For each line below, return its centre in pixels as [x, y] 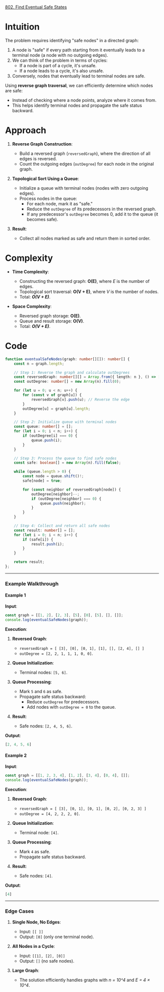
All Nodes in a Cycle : [33, 946]
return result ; [29, 562]
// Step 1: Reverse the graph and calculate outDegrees [72, 372]
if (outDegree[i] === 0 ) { [50, 436]
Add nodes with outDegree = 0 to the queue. [71, 707]
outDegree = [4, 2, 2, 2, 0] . [50, 814]
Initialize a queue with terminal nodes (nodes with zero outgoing [84, 188]
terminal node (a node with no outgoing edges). [60, 55]
